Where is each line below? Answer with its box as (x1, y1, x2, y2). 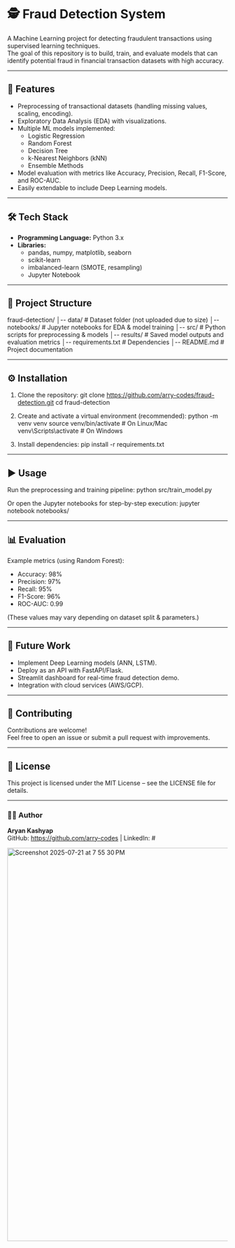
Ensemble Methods (27, 161, 84, 169)
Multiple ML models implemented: (17, 124, 115, 132)
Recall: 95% (17, 584, 52, 593)
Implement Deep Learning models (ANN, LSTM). (17, 659, 157, 667)
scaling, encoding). (17, 109, 73, 117)
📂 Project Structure (7, 297, 92, 309)
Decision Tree (27, 146, 69, 155)
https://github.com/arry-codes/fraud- (106, 391, 215, 399)
